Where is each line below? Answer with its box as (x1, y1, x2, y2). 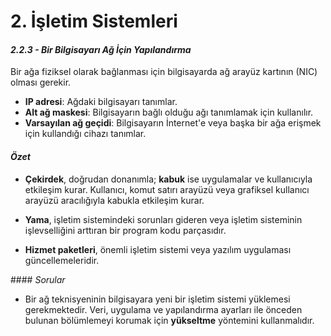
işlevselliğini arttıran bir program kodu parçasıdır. (24, 224, 227, 236)
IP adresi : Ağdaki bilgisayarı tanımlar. (24, 96, 178, 108)
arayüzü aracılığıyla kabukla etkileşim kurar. (24, 194, 205, 206)
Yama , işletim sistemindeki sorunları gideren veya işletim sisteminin (24, 213, 303, 225)
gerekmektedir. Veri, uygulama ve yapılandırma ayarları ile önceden (24, 303, 303, 315)
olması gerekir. (10, 76, 72, 89)
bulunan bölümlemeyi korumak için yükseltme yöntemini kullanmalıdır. (24, 314, 315, 326)
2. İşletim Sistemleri (10, 10, 178, 33)
